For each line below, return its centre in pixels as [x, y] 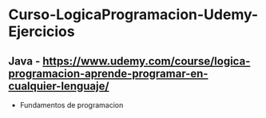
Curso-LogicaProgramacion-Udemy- [133, 15]
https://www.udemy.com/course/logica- [147, 61]
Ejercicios [42, 31]
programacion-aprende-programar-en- [108, 73]
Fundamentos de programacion [71, 105]
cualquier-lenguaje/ [59, 86]
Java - [24, 61]
